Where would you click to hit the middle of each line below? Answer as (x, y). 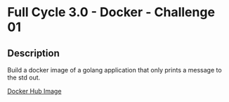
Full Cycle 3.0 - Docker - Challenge (111, 12)
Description (33, 53)
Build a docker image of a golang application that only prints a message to (115, 70)
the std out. (24, 77)
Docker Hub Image (34, 91)
